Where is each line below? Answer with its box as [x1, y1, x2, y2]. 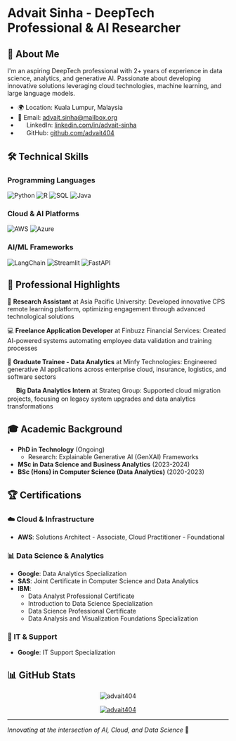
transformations [7, 401, 54, 410]
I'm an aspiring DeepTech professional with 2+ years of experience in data [7, 67, 223, 75]
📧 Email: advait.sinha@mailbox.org [17, 113, 118, 121]
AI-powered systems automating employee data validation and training [7, 337, 212, 345]
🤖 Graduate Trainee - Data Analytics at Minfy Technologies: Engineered [7, 358, 217, 366]
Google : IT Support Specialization [17, 648, 116, 656]
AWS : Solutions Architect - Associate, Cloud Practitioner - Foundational [17, 533, 225, 542]
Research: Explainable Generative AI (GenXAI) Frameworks [27, 453, 199, 461]
